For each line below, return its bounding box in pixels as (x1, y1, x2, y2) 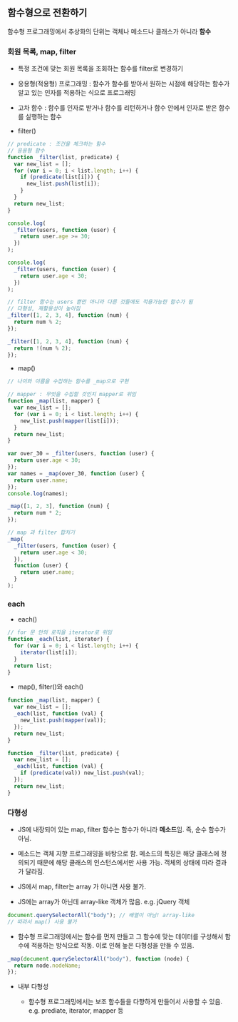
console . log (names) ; (7, 490, 69, 497)
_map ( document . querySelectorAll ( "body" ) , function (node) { (7, 955, 190, 962)
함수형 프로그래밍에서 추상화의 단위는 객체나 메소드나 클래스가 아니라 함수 (7, 27, 212, 36)
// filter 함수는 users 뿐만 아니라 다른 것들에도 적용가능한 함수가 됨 (7, 298, 194, 305)
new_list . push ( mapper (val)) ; (20, 717, 107, 724)
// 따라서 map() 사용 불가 (7, 918, 77, 926)
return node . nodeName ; (14, 962, 81, 969)
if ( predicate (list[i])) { (20, 173, 100, 181)
